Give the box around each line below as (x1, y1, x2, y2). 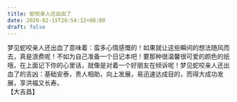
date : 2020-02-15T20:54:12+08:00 (7, 17, 106, 24)
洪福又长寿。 (25, 79, 63, 87)
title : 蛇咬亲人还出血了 (7, 10, 72, 18)
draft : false (7, 23, 46, 30)
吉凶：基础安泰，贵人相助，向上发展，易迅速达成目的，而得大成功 (25, 70, 217, 78)
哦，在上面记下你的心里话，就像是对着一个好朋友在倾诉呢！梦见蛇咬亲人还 (7, 61, 224, 70)
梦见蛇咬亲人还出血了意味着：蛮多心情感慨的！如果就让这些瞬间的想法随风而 (7, 44, 230, 52)
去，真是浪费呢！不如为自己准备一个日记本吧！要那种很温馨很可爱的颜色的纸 (7, 52, 230, 60)
